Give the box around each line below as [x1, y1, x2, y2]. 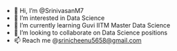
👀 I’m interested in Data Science [13, 14, 105, 22]
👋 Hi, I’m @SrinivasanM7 [13, 7, 84, 14]
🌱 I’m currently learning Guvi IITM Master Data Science [13, 21, 171, 29]
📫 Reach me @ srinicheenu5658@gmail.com [13, 37, 142, 44]
